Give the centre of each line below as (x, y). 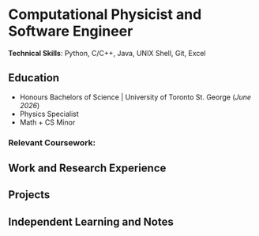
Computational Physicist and (105, 15)
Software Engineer (71, 31)
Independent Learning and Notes (91, 221)
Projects (29, 195)
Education (34, 78)
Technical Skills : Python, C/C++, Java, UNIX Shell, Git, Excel (107, 53)
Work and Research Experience (87, 169)
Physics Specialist (49, 114)
